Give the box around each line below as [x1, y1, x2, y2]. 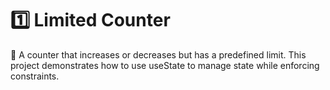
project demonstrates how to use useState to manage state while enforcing [10, 59, 320, 71]
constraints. [10, 70, 60, 82]
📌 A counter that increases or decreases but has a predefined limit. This [10, 48, 307, 61]
